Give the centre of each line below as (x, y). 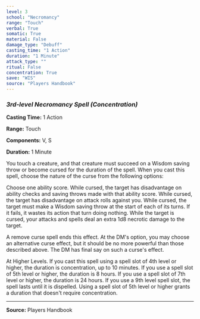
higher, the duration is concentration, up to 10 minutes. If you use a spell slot (100, 268)
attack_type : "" (26, 61)
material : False (26, 39)
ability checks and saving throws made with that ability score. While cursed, (99, 194)
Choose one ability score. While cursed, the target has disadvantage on (94, 187)
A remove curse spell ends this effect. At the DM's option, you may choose (98, 237)
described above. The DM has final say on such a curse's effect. (85, 250)
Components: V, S (29, 140)
